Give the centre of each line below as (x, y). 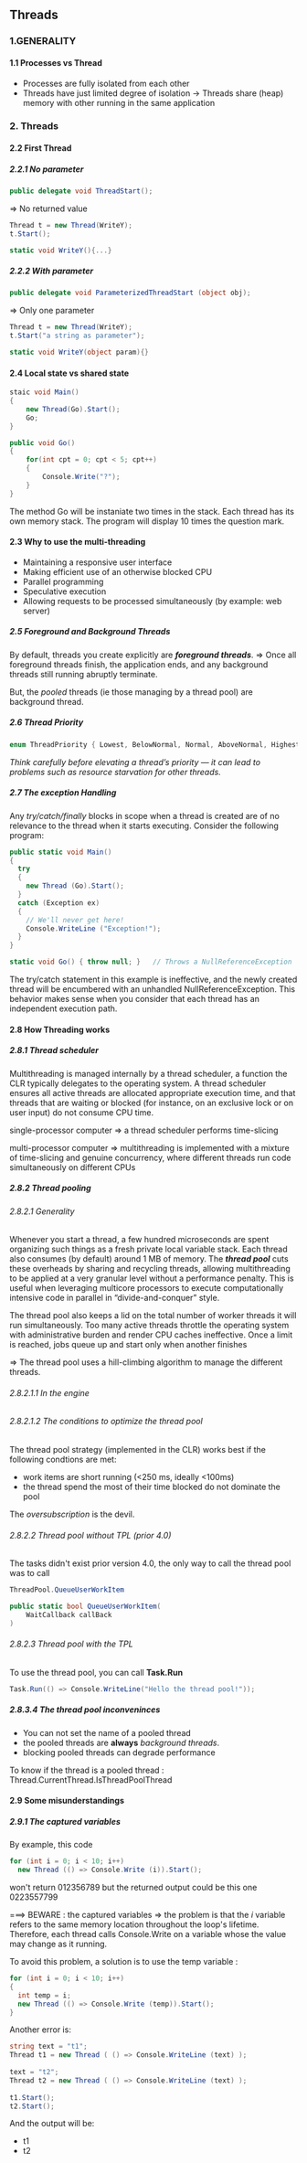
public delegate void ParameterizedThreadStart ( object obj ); (130, 293)
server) (36, 611)
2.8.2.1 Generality (42, 1211)
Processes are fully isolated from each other (106, 83)
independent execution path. (64, 1008)
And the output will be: (52, 2124)
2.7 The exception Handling (63, 793)
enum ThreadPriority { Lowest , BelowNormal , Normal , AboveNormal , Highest (155, 744)
